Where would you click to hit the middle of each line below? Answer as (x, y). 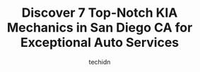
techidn (100, 62)
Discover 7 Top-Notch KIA (100, 13)
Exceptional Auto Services (100, 43)
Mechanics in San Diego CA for (100, 28)
